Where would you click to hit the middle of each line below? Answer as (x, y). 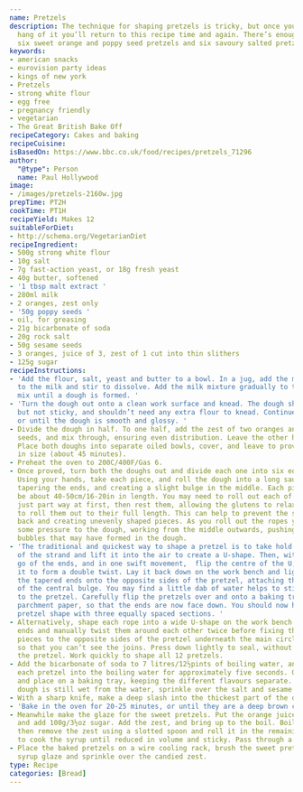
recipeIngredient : (44, 245)
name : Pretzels (38, 18)
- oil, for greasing (48, 320)
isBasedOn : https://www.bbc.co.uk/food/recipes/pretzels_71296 (131, 152)
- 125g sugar (34, 362)
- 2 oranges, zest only (54, 303)
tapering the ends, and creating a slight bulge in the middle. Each (151, 488)
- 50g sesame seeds (46, 345)
